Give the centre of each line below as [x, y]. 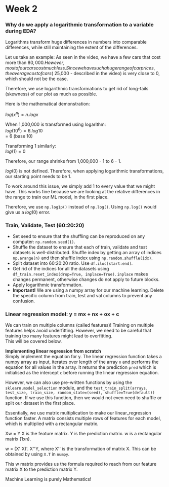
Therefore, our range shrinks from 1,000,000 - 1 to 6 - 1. [63, 161]
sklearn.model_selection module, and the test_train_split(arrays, [77, 388]
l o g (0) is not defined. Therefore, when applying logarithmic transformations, [85, 171]
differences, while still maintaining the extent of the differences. [72, 47]
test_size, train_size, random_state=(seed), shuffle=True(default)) [80, 393]
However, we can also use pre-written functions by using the [69, 382]
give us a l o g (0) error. [28, 212]
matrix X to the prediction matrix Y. [41, 469]
